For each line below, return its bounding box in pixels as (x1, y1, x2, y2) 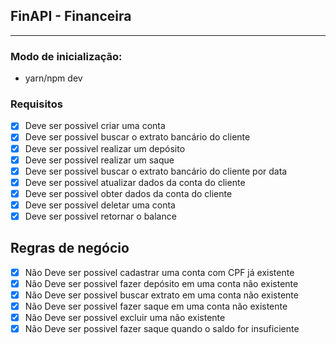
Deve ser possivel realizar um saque (24, 154, 175, 166)
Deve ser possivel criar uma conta (24, 120, 166, 132)
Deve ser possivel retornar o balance (24, 210, 177, 222)
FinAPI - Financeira (10, 8, 132, 25)
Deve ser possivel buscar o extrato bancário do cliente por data (24, 165, 288, 177)
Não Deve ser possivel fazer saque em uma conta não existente (24, 300, 288, 312)
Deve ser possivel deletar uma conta (24, 199, 176, 211)
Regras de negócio (10, 240, 130, 257)
